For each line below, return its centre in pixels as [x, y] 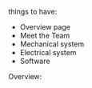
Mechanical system [52, 44]
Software [35, 61]
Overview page [45, 27]
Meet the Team [45, 36]
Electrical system [48, 52]
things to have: [33, 12]
